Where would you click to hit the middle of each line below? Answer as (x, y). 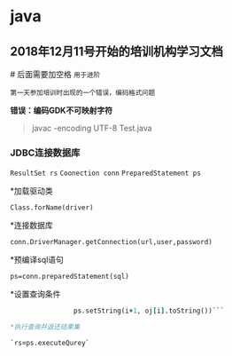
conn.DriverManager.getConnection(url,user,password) (112, 242)
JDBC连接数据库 (45, 153)
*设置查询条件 (35, 294)
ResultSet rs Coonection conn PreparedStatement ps (106, 174)
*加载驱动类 (32, 191)
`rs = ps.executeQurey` (50, 344)
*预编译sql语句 (37, 260)
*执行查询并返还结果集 (45, 327)
